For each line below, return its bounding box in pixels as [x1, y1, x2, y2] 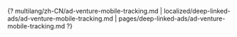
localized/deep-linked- [163, 7, 231, 15]
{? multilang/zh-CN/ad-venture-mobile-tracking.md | [7, 7, 162, 15]
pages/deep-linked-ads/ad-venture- [118, 14, 226, 23]
